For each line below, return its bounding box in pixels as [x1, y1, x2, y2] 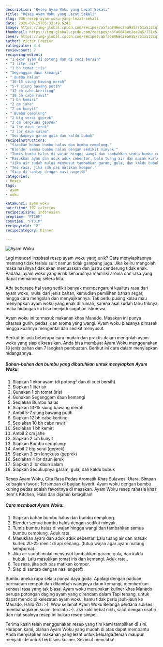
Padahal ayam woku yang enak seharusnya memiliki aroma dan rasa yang [5, 270, 153, 276]
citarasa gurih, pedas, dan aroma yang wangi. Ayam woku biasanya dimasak [5, 320, 158, 326]
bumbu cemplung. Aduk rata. [12, 530, 71, 536]
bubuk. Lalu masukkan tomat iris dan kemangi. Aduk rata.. [12, 556, 129, 562]
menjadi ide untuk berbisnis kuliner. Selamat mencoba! [5, 636, 115, 642]
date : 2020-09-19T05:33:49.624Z [5, 20, 71, 26]
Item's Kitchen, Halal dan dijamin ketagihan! [5, 491, 93, 497]
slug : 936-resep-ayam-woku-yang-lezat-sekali [5, 16, 99, 21]
